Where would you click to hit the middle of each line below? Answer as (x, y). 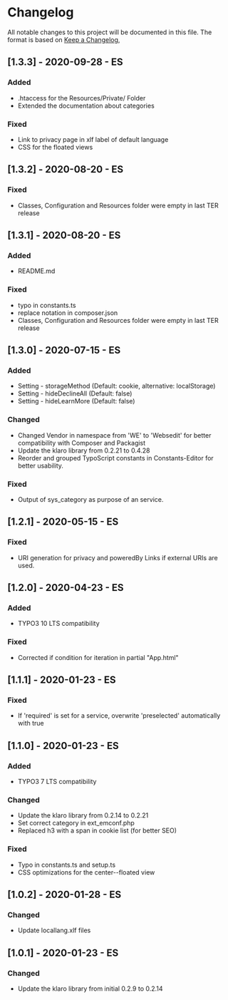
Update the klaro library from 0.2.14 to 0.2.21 (83, 815)
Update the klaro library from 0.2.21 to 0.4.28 (84, 450)
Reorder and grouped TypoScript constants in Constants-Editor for (115, 458)
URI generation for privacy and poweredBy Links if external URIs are (118, 557)
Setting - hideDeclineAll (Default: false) (75, 393)
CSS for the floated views (55, 147)
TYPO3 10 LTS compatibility (58, 624)
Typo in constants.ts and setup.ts (67, 865)
